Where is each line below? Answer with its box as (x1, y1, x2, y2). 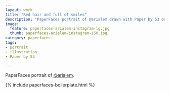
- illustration (5, 49, 37, 54)
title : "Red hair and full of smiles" (5, 12, 87, 17)
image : (5, 21, 19, 27)
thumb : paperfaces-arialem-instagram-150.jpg (10, 31, 108, 36)
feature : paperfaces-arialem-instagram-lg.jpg (10, 26, 110, 31)
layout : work (5, 7, 33, 13)
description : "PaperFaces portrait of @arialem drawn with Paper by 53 (5, 17, 159, 22)
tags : (5, 40, 17, 45)
